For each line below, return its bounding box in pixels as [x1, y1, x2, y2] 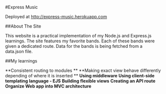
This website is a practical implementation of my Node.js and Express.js [5, 33, 152, 38]
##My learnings [5, 58, 38, 63]
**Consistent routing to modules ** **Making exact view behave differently [5, 67, 161, 73]
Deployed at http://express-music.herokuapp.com [5, 14, 108, 19]
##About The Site [5, 23, 41, 29]
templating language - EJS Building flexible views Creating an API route [5, 78, 156, 84]
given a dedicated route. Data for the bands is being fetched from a [5, 43, 143, 49]
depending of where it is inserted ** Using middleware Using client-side [5, 73, 155, 78]
